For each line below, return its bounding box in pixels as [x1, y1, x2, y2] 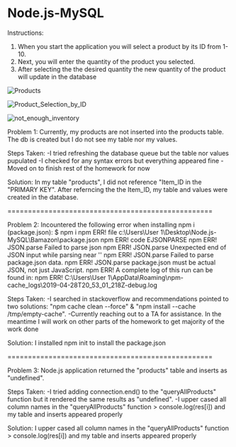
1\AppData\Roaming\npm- [107, 273, 184, 281]
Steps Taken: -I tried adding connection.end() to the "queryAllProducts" [7, 387, 216, 396]
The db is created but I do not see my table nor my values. [7, 135, 178, 144]
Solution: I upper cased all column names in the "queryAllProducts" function [7, 424, 229, 432]
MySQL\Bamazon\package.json [7, 235, 99, 244]
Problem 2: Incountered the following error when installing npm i [7, 220, 195, 229]
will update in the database [17, 72, 97, 81]
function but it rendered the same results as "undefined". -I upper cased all [7, 394, 227, 403]
